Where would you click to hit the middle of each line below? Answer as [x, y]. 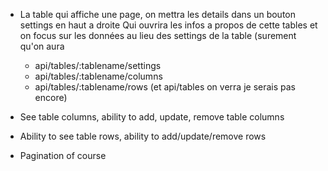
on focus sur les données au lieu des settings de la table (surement [158, 35]
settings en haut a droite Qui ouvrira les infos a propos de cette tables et [168, 25]
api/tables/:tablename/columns [98, 76]
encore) [51, 97]
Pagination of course [63, 155]
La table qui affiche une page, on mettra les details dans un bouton [158, 14]
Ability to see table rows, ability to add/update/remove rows [143, 136]
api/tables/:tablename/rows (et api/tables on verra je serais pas [165, 87]
